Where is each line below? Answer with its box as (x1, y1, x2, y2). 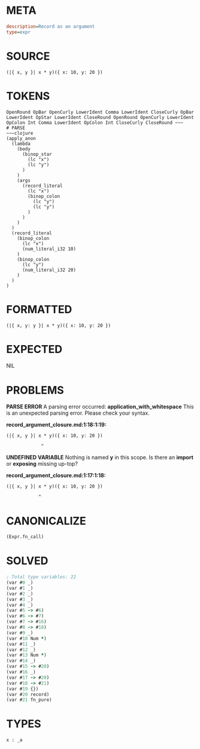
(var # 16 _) (6, 669, 36, 675)
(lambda (11, 141, 31, 147)
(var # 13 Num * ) (6, 652, 47, 658)
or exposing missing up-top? (6, 460, 78, 468)
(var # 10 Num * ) (6, 635, 47, 641)
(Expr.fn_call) (6, 534, 44, 540)
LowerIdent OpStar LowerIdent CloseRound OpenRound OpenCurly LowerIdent (6, 114, 195, 120)
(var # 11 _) (6, 641, 36, 647)
